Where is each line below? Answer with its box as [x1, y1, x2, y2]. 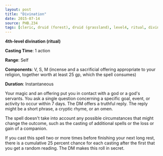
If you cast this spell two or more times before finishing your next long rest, [5, 135, 155, 141]
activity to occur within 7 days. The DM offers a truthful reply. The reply [5, 101, 148, 107]
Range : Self [5, 57, 29, 63]
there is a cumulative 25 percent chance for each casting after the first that [5, 140, 155, 146]
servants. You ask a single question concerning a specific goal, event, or [5, 95, 150, 102]
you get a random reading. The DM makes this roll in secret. [5, 145, 125, 151]
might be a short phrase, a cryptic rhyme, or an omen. [5, 106, 113, 112]
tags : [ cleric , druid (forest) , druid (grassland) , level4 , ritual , [5, 25, 147, 30]
